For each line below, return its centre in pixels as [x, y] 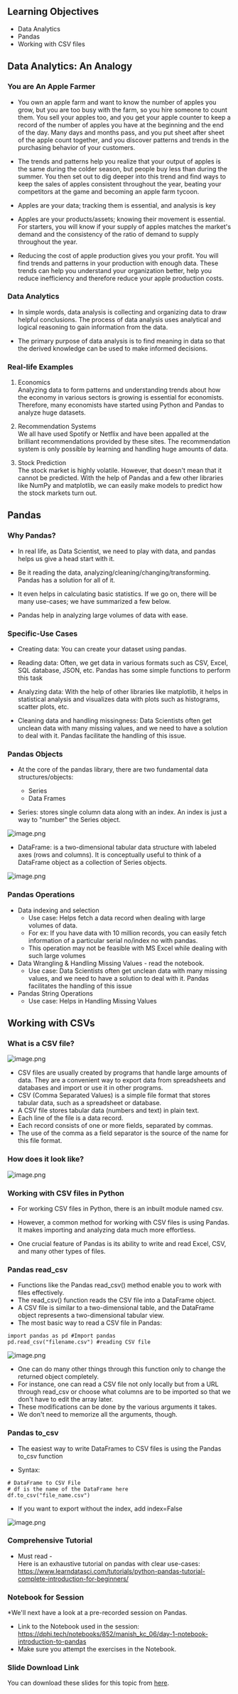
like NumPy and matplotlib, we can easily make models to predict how [120, 486]
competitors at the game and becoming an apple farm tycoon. [108, 191]
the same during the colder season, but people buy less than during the [122, 169]
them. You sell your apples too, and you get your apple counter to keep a [124, 117]
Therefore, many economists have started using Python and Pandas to [121, 405]
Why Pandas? [32, 536]
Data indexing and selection [58, 910]
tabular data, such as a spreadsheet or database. [90, 1103]
